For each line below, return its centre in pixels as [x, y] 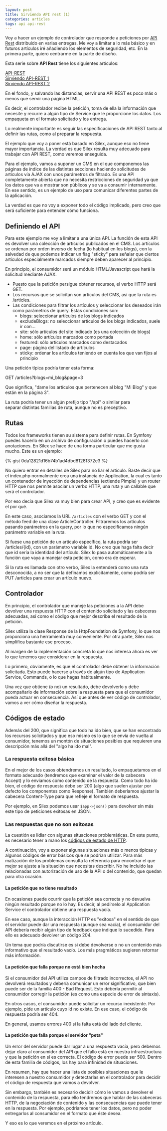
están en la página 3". [27, 392]
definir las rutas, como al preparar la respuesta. [54, 134]
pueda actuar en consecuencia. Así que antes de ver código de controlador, [83, 697]
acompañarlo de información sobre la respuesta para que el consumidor [79, 692]
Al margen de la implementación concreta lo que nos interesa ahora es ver [82, 651]
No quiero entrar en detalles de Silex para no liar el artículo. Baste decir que [83, 470]
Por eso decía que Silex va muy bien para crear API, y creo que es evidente [83, 501]
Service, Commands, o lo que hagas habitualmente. [58, 677]
